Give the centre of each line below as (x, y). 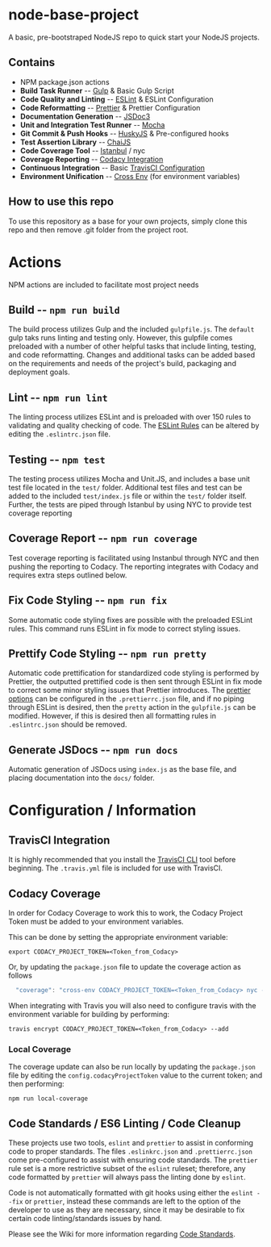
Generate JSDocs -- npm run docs (93, 750)
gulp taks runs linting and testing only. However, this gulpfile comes (121, 338)
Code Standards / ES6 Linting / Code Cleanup (125, 1123)
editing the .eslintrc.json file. (60, 434)
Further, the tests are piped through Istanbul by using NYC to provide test (130, 504)
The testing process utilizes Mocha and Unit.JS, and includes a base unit (129, 478)
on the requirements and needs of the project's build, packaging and (122, 364)
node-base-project (74, 15)
